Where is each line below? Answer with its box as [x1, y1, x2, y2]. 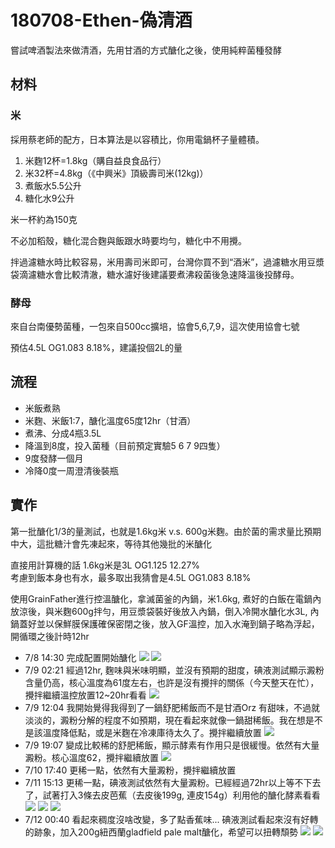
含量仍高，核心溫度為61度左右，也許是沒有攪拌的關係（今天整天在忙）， [24, 676, 320, 688]
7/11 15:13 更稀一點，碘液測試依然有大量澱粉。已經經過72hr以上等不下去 [24, 776, 322, 788]
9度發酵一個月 [24, 452, 84, 464]
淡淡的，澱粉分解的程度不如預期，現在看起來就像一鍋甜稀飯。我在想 [24, 714, 306, 726]
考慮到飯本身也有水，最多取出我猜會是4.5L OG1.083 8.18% [10, 571, 252, 583]
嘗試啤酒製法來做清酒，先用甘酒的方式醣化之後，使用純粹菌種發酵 [10, 44, 282, 56]
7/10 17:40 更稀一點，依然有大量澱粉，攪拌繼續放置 [24, 764, 237, 776]
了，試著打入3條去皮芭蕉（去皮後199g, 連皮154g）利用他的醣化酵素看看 [24, 789, 321, 801]
